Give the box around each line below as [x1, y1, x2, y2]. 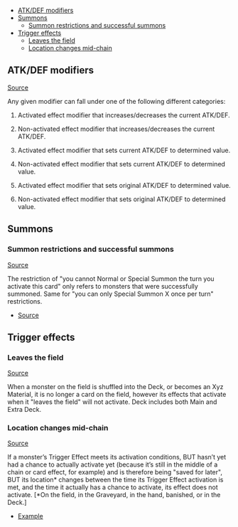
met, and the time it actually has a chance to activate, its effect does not [7, 483, 218, 491]
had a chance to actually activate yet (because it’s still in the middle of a [7, 460, 218, 469]
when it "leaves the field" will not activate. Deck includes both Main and [7, 398, 217, 406]
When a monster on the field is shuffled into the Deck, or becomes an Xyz [7, 383, 224, 391]
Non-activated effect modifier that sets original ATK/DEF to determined [17, 195, 226, 203]
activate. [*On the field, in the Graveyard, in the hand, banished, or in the [7, 491, 221, 499]
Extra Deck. [7, 405, 41, 414]
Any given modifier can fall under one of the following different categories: [7, 97, 226, 105]
